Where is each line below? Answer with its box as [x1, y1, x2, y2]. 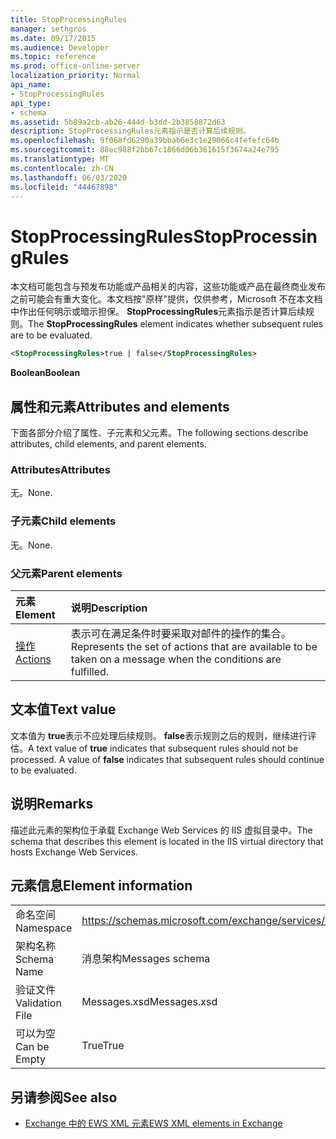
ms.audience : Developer [10, 42, 110, 53]
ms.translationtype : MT [10, 154, 110, 164]
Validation [15, 996, 62, 1010]
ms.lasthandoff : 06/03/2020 [10, 172, 128, 183]
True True [81, 1039, 125, 1053]
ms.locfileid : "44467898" [10, 182, 118, 192]
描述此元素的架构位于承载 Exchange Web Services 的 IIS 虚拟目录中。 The [10, 824, 313, 836]
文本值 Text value [10, 701, 117, 718]
